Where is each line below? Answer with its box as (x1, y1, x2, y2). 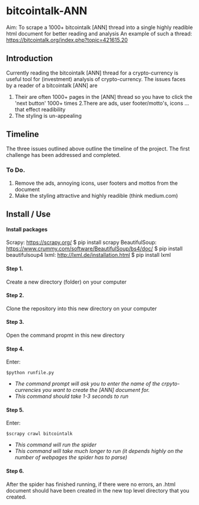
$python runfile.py (6, 370, 54, 376)
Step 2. (6, 292, 25, 299)
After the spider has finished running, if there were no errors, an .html (6, 481, 176, 488)
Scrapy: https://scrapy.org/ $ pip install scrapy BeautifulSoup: (6, 239, 157, 246)
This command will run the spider (14, 441, 97, 448)
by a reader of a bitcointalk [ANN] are (6, 82, 98, 89)
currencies (14, 387, 41, 394)
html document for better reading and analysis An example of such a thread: (6, 30, 192, 37)
